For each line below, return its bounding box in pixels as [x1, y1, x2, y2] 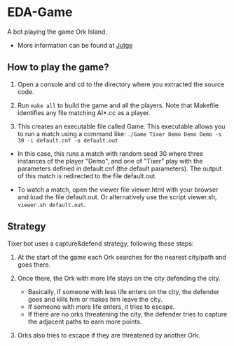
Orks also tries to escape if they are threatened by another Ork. [17, 331, 201, 339]
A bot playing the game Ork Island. [7, 27, 107, 36]
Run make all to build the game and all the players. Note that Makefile [17, 101, 219, 109]
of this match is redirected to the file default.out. [17, 171, 157, 180]
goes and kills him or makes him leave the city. [27, 295, 163, 303]
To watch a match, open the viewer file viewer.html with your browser [17, 185, 219, 194]
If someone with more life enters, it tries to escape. [27, 302, 175, 311]
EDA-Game [7, 4, 73, 20]
